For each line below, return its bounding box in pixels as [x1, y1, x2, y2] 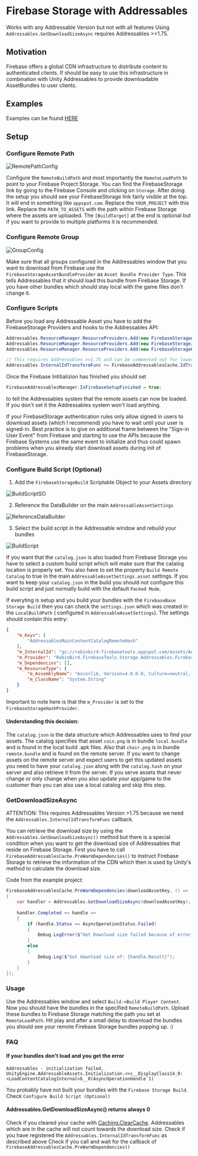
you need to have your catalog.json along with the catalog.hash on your [6, 763, 183, 770]
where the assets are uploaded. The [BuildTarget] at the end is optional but [6, 212, 192, 219]
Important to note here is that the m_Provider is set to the [6, 698, 144, 705]
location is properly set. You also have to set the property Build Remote [6, 566, 179, 574]
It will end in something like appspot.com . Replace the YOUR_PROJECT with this [6, 199, 189, 206]
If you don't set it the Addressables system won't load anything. [6, 401, 161, 409]
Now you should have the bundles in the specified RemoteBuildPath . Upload [6, 1004, 189, 1011]
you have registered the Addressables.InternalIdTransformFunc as [6, 1132, 167, 1139]
